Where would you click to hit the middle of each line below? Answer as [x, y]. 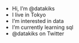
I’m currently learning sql [42, 27]
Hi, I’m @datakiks [33, 9]
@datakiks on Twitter [38, 34]
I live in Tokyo [29, 15]
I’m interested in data [38, 21]
